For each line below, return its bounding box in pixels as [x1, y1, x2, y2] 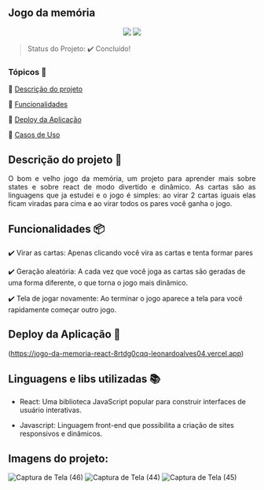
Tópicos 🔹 [8, 66, 47, 77]
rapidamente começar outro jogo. [8, 304, 117, 314]
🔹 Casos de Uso [8, 130, 60, 140]
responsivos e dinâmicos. [19, 429, 103, 439]
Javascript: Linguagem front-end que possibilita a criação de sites [19, 421, 234, 430]
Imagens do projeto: [8, 451, 108, 465]
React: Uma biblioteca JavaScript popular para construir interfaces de [19, 397, 246, 407]
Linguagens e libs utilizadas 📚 [8, 372, 161, 385]
